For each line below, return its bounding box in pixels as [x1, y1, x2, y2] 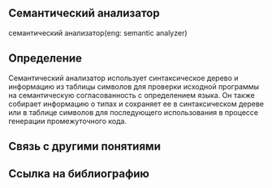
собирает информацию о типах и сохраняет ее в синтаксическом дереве [8, 99, 264, 109]
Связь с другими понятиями [8, 139, 161, 153]
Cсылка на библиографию [8, 167, 150, 181]
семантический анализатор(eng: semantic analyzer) [8, 28, 188, 37]
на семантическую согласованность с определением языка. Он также [8, 90, 256, 100]
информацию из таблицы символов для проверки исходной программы [8, 81, 260, 92]
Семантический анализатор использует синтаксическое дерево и [8, 73, 239, 83]
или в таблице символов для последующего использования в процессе [8, 107, 258, 117]
